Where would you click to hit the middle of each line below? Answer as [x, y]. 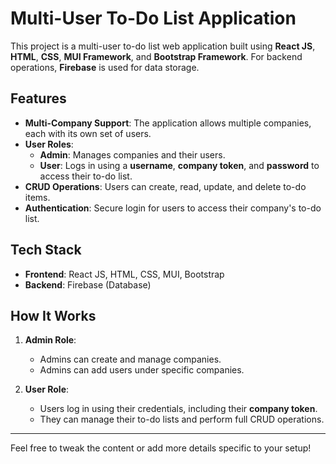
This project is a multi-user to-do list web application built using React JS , [163, 46]
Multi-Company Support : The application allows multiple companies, [168, 123]
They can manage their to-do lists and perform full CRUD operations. [182, 419]
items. [37, 197]
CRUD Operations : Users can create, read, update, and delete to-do [165, 186]
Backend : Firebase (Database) [88, 284]
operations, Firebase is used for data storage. [105, 67]
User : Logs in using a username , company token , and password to [179, 165]
